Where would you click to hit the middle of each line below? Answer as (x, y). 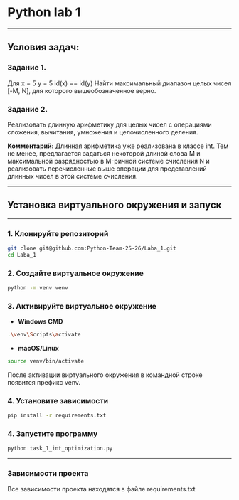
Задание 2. (28, 109)
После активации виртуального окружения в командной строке (105, 375)
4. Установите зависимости (58, 400)
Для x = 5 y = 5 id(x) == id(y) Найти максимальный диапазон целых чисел (119, 83)
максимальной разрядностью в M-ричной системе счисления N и (108, 161)
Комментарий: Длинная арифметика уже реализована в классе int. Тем (118, 146)
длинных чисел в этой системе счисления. (73, 176)
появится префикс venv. (44, 382)
